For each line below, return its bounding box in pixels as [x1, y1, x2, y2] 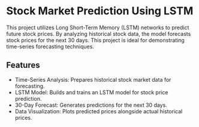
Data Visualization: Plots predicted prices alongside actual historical [14, 107, 183, 114]
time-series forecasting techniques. [6, 43, 95, 50]
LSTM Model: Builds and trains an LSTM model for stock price [14, 88, 168, 96]
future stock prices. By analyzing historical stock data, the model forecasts [6, 30, 191, 37]
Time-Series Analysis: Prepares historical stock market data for [14, 76, 171, 83]
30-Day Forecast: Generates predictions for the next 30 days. [14, 101, 168, 109]
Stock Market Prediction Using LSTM [6, 4, 194, 18]
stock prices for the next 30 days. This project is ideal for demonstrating [6, 36, 185, 44]
